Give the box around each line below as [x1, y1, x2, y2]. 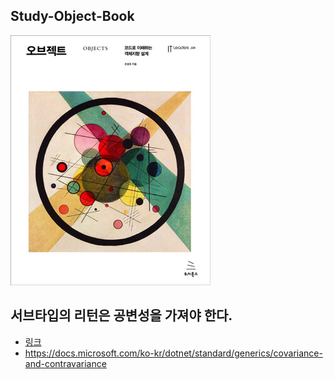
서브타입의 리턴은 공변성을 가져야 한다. [10, 307, 233, 324]
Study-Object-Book [10, 8, 135, 25]
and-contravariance [24, 357, 107, 369]
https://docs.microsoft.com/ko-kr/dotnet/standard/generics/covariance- [24, 347, 323, 359]
